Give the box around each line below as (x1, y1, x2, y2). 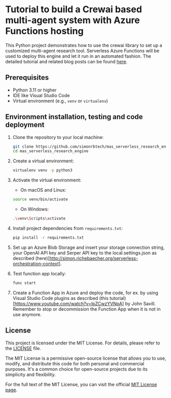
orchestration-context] (12, 261, 61, 267)
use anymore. (12, 311, 42, 317)
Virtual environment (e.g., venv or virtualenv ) (12, 98, 108, 104)
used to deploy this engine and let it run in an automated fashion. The (5, 53, 152, 59)
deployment (5, 121, 45, 129)
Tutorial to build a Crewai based (5, 4, 142, 15)
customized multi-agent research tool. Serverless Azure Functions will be (5, 48, 160, 54)
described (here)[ (12, 255, 50, 261)
